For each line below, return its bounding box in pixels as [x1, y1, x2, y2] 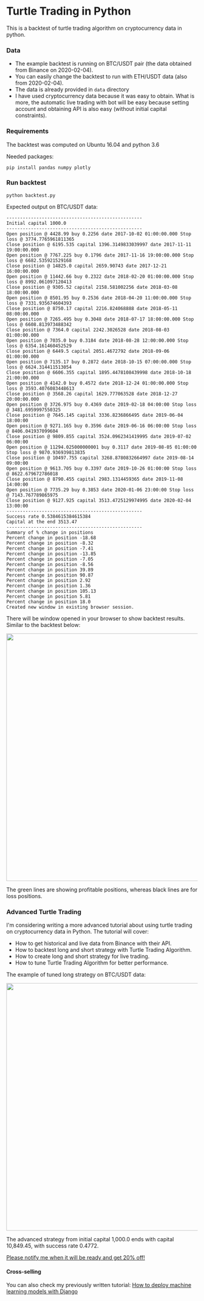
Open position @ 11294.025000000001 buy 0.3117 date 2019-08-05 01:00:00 [6, 444, 197, 450]
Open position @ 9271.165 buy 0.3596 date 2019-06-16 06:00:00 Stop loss [6, 422, 197, 429]
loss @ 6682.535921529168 [6, 257, 72, 263]
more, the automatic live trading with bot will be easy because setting [15, 99, 189, 106]
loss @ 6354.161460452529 [6, 342, 72, 349]
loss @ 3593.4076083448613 [6, 385, 75, 391]
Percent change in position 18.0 [6, 598, 91, 604]
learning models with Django [6, 1288, 78, 1296]
